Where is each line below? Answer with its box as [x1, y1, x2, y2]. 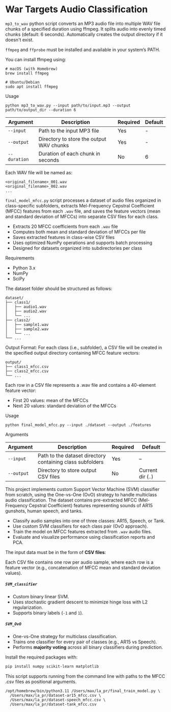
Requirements [5, 255, 35, 261]
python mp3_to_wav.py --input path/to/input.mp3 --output [5, 103, 131, 108]
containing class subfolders [38, 458, 104, 465]
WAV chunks [38, 142, 69, 149]
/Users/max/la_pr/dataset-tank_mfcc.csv [10, 702, 97, 707]
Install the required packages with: [5, 654, 78, 660]
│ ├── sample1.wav [5, 322, 49, 327]
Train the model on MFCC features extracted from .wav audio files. [12, 529, 152, 535]
